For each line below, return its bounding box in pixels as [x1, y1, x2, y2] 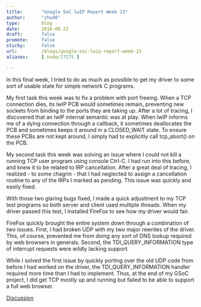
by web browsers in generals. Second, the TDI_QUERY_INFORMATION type [6, 239, 194, 246]
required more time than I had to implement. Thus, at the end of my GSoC [6, 269, 189, 277]
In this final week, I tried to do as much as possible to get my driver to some [6, 76, 194, 83]
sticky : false [6, 43, 56, 49]
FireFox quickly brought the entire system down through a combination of [6, 219, 189, 226]
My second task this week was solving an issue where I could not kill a [6, 151, 182, 158]
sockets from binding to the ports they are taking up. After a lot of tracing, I [6, 107, 193, 114]
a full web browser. [6, 282, 54, 289]
